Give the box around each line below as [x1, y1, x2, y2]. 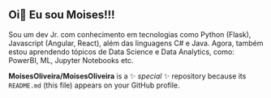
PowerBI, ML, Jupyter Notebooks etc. [8, 55, 134, 65]
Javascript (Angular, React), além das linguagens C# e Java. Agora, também [8, 38, 264, 48]
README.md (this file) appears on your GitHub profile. [8, 80, 180, 90]
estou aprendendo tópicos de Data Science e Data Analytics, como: [8, 46, 235, 57]
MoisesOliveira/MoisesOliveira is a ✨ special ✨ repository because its [8, 70, 247, 81]
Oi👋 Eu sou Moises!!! [8, 8, 115, 22]
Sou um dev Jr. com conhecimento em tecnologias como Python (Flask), [8, 29, 252, 39]
